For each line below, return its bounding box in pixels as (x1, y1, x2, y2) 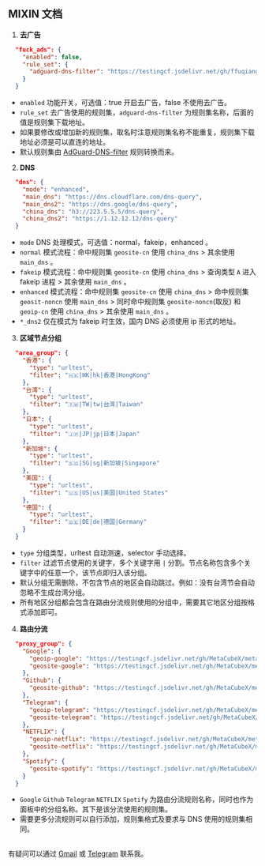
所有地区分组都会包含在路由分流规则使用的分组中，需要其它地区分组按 (19, 597, 248, 607)
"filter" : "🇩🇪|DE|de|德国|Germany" (28, 518, 147, 526)
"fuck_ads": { (15, 46, 62, 54)
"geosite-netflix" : (28, 743, 93, 751)
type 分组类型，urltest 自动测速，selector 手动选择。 (19, 548, 191, 557)
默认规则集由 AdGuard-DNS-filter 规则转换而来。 (19, 147, 179, 156)
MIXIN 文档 (8, 7, 63, 21)
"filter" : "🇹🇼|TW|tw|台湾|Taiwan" (28, 401, 144, 409)
